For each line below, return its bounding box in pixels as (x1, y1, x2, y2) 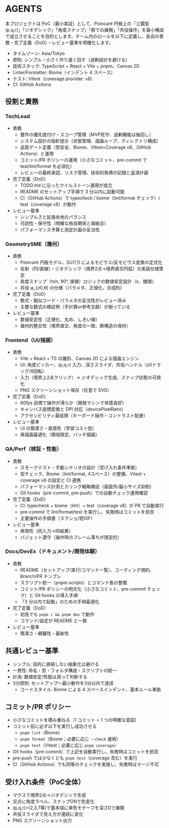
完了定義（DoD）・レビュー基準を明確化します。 (14, 39, 114, 46)
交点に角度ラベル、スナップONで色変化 (12, 799, 95, 805)
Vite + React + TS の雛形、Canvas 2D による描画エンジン (20, 356, 140, 362)
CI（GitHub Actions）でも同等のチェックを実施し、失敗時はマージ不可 (12, 762, 159, 768)
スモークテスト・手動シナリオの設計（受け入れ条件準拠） (20, 464, 140, 470)
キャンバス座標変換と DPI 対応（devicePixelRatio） (20, 406, 126, 412)
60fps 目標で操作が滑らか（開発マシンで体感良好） (20, 400, 127, 406)
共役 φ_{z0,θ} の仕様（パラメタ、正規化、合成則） (20, 285, 125, 291)
